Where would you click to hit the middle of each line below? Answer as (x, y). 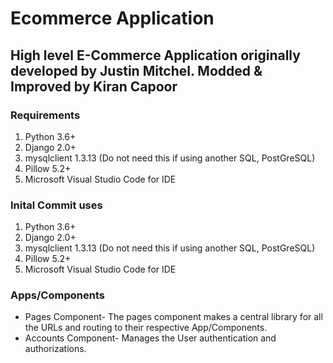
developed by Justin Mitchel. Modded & (136, 70)
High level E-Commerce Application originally (155, 55)
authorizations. (55, 349)
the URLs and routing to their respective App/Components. (146, 328)
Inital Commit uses (56, 205)
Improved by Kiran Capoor (94, 86)
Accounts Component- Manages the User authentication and (150, 338)
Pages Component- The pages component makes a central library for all (173, 317)
